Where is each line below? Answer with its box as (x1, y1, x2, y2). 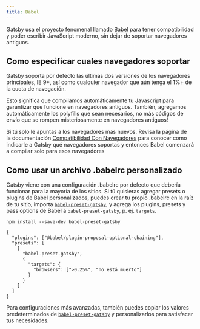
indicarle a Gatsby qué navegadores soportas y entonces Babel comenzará (6, 141, 195, 148)
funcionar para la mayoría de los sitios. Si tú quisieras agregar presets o (6, 188, 186, 195)
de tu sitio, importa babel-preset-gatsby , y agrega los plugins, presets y (6, 201, 186, 208)
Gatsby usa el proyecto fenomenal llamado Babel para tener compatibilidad (6, 26, 194, 33)
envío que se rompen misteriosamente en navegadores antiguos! (6, 116, 168, 123)
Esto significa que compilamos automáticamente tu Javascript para (6, 97, 175, 104)
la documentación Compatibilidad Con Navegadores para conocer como (6, 134, 187, 142)
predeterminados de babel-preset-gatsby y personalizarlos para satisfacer (6, 311, 193, 318)
